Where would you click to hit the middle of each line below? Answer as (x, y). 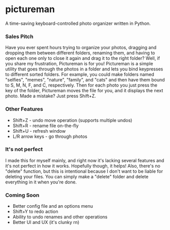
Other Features (24, 109)
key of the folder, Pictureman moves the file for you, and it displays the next (84, 91)
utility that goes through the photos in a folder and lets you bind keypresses (84, 69)
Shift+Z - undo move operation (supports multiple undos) (72, 120)
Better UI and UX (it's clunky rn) (46, 222)
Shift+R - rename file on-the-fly (45, 126)
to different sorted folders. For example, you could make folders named (80, 74)
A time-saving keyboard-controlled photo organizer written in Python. (78, 23)
